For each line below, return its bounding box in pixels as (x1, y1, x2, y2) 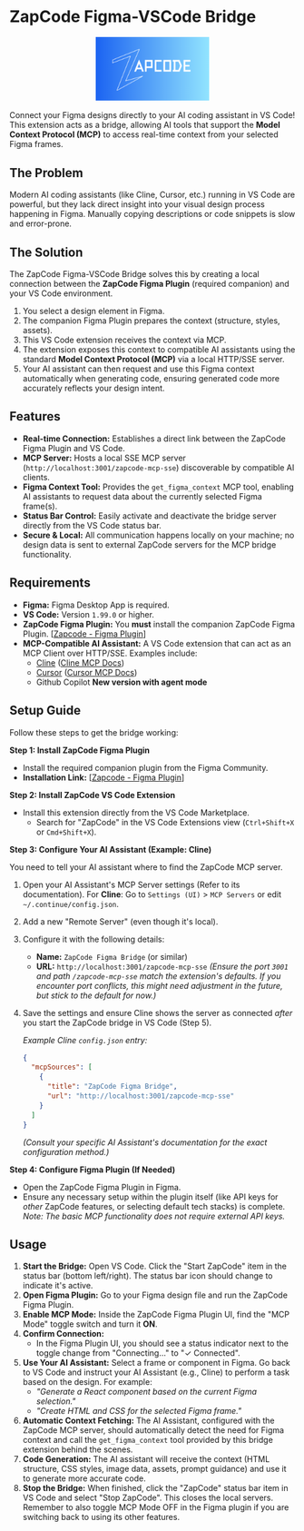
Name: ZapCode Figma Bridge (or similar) (35, 951, 188, 962)
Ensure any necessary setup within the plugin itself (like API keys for (22, 1191, 279, 1202)
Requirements (9, 575, 91, 591)
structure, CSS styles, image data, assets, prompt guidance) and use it (22, 1464, 288, 1475)
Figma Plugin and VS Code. (22, 442, 125, 453)
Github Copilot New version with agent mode (35, 677, 208, 687)
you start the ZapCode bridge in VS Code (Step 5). (22, 1017, 212, 1028)
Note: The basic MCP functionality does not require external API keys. (22, 1210, 286, 1221)
